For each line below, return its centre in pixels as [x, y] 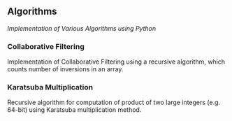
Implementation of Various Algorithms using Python [81, 28]
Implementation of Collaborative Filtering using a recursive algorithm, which [116, 62]
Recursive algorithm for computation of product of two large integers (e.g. [114, 102]
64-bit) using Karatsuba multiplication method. [74, 110]
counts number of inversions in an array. [65, 69]
